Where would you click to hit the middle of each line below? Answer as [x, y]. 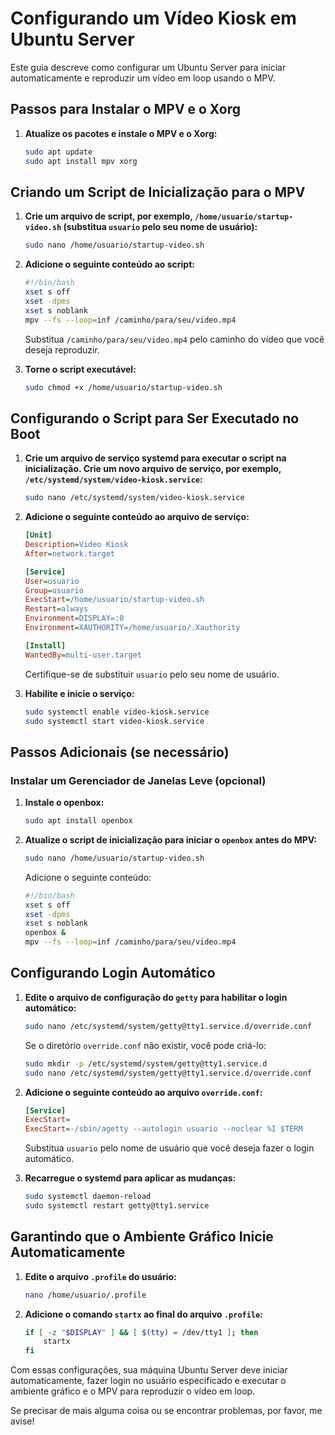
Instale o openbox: [64, 803]
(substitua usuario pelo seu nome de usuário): [160, 227]
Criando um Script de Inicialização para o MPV [158, 192]
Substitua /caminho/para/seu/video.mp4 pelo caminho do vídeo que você [174, 339]
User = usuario [52, 581]
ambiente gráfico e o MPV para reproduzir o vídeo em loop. [133, 1391]
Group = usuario [54, 590]
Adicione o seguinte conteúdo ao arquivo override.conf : [143, 1092]
